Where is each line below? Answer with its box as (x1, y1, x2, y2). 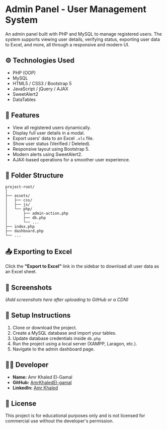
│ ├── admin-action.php (5, 211, 69, 216)
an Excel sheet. (5, 269, 37, 275)
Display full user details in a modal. (12, 130, 85, 136)
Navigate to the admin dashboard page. (12, 346, 95, 352)
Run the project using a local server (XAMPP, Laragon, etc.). (12, 340, 137, 346)
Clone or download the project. (12, 324, 77, 331)
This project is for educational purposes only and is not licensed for (5, 412, 145, 419)
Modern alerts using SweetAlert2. (12, 151, 82, 157)
